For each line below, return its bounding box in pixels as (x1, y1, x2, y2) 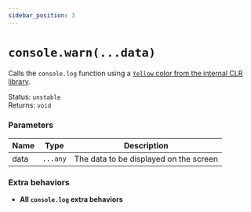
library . (8, 76, 31, 86)
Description (123, 140, 169, 151)
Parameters (8, 119, 53, 130)
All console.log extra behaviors (19, 195, 123, 204)
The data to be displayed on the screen (74, 153, 218, 164)
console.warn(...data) (8, 45, 156, 60)
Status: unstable (8, 92, 61, 101)
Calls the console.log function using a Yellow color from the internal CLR (8, 68, 243, 78)
